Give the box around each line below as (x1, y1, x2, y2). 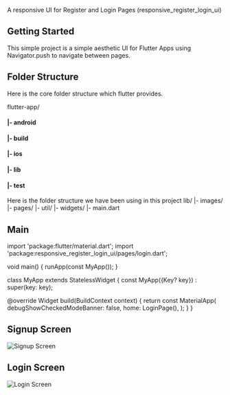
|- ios (7, 150, 23, 158)
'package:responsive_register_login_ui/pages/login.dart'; (7, 249, 168, 258)
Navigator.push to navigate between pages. (7, 51, 130, 59)
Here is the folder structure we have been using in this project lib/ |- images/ (7, 196, 223, 205)
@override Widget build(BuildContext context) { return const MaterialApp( (7, 297, 216, 305)
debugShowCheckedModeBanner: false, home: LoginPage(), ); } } (7, 304, 194, 312)
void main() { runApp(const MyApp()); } (7, 262, 118, 271)
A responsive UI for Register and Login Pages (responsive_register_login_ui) (7, 6, 222, 14)
